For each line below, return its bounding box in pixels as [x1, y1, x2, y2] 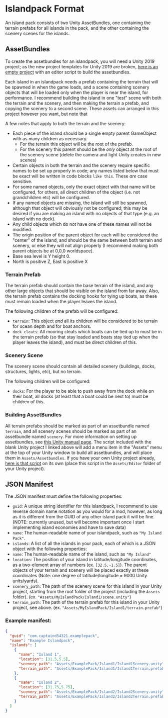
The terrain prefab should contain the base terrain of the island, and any [5, 283, 153, 289]
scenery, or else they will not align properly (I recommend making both [12, 242, 158, 248]
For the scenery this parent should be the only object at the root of [19, 146, 157, 152]
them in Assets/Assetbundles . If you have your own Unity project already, [5, 455, 156, 461]
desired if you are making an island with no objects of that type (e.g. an [12, 210, 159, 216]
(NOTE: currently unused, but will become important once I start [12, 519, 145, 525]
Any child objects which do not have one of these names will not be [12, 221, 152, 227]
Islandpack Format [5, 3, 84, 15]
